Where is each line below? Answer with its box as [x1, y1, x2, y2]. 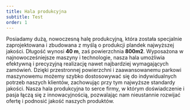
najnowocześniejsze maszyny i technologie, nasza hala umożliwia [6, 54, 165, 61]
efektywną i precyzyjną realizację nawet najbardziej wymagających [6, 60, 169, 67]
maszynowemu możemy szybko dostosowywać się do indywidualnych [6, 73, 177, 80]
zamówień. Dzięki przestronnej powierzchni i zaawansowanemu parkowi [6, 67, 182, 74]
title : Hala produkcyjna [6, 8, 67, 15]
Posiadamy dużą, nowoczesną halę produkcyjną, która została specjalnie [6, 36, 182, 43]
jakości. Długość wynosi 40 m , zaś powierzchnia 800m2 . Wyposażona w [6, 48, 184, 55]
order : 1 [6, 19, 28, 25]
